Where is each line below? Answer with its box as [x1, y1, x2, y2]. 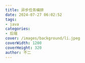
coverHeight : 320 [5, 45, 42, 50]
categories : [5, 26, 30, 31]
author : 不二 [5, 50, 31, 55]
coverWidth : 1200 [5, 41, 42, 46]
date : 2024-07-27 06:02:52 [5, 12, 62, 17]
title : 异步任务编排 [5, 7, 44, 13]
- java [5, 21, 19, 27]
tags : [5, 17, 17, 22]
